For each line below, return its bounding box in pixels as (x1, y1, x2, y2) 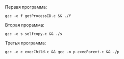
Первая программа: (5, 4, 48, 10)
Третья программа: (5, 40, 46, 46)
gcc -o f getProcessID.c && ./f (5, 14, 71, 19)
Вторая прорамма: (5, 22, 45, 28)
